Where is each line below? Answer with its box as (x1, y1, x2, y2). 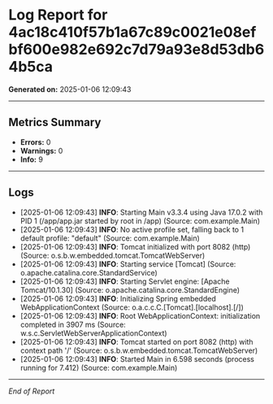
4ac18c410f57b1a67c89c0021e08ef (8, 23, 257, 41)
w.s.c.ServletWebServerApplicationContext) (19, 328, 168, 338)
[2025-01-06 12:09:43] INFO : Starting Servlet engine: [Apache (19, 276, 230, 286)
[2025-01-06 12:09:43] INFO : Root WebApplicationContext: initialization (19, 311, 261, 320)
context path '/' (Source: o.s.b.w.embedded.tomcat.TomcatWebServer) (19, 345, 258, 355)
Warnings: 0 (19, 146, 63, 155)
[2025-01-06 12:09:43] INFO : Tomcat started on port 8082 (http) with (19, 337, 253, 346)
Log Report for (8, 6, 108, 24)
